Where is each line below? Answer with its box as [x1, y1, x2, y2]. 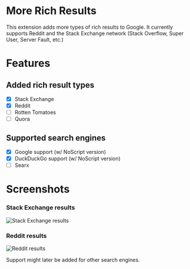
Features [6, 57, 51, 70]
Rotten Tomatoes [14, 109, 56, 116]
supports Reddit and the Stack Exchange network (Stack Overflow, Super [6, 29, 184, 36]
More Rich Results [6, 4, 97, 18]
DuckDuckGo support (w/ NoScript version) [14, 155, 121, 162]
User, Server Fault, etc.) [6, 36, 64, 43]
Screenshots [6, 183, 70, 196]
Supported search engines [6, 133, 106, 143]
